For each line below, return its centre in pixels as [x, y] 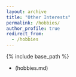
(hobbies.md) [31, 68]
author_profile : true [33, 28]
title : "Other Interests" [38, 17]
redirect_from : [25, 34]
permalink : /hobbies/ [33, 23]
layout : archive [26, 12]
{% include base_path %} [38, 56]
